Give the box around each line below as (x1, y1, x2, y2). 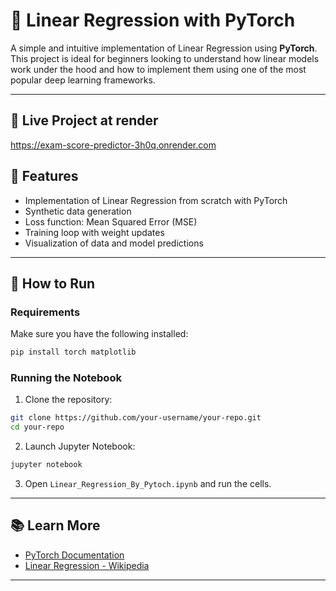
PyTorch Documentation (24, 549, 125, 561)
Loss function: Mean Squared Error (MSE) (24, 215, 198, 228)
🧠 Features (10, 168, 79, 185)
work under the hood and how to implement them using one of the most (10, 63, 307, 75)
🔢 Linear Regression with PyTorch (10, 9, 296, 32)
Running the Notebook (10, 371, 122, 385)
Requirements (10, 305, 81, 319)
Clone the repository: (24, 394, 113, 406)
